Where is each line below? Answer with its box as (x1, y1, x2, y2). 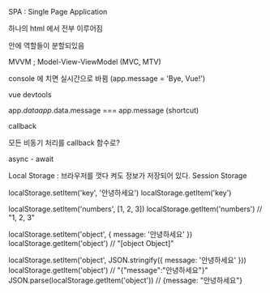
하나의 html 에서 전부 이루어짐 (8, 23, 103, 33)
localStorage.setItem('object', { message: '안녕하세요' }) (8, 230, 193, 239)
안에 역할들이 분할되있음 (8, 40, 85, 50)
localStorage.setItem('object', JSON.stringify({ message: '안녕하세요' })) (8, 255, 247, 265)
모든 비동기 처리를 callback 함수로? (8, 138, 120, 147)
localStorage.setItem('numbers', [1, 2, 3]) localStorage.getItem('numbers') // (8, 204, 263, 214)
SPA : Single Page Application (8, 7, 108, 16)
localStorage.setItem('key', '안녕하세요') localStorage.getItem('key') (8, 188, 232, 197)
